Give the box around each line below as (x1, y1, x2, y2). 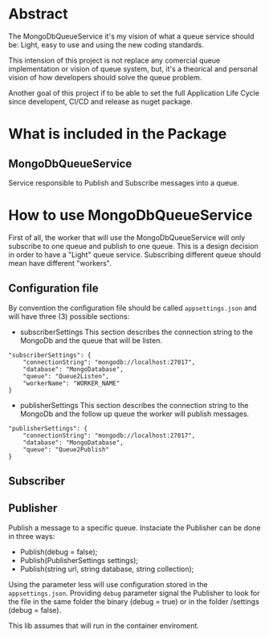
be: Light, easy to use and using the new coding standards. (8, 39, 205, 49)
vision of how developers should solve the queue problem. (8, 72, 202, 82)
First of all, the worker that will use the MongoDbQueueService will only (8, 232, 246, 242)
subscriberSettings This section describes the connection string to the (19, 327, 254, 337)
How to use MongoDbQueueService (8, 206, 253, 225)
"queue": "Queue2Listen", (22, 372, 110, 380)
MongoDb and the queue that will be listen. (19, 335, 163, 345)
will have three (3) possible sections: (8, 311, 130, 321)
